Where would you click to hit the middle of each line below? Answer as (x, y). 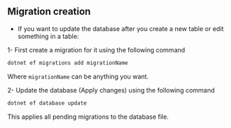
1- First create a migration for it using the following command (96, 50)
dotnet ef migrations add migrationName (68, 63)
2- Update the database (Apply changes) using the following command (111, 90)
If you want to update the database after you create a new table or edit (121, 28)
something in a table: (48, 36)
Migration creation (49, 12)
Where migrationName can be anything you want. (78, 76)
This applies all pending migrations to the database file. (88, 117)
